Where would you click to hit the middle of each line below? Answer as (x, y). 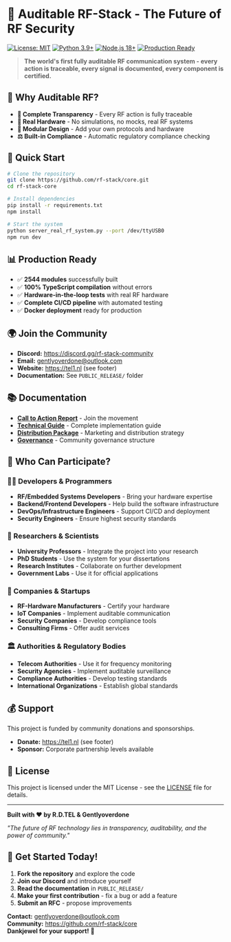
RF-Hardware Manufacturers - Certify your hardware (93, 606)
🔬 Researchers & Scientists (53, 536)
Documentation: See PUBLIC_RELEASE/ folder (80, 376)
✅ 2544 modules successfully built (67, 279)
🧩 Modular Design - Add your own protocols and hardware (100, 129)
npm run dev (24, 237)
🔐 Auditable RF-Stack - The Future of (114, 14)
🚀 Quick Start (36, 158)
